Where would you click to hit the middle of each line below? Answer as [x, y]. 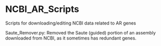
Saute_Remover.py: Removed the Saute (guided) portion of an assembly [80, 32]
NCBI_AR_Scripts [42, 9]
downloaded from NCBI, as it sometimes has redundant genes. [71, 38]
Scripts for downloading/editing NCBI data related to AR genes [71, 23]
